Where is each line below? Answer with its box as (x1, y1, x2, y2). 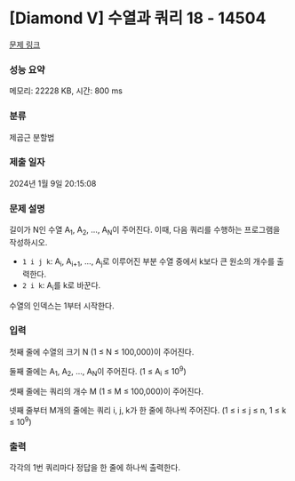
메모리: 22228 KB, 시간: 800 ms (9, 85, 123, 96)
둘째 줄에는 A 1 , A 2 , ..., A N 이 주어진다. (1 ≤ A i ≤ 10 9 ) (9, 364, 187, 379)
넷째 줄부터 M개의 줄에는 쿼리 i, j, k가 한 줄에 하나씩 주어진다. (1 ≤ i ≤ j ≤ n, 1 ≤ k (9, 405, 287, 416)
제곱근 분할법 (9, 132, 55, 142)
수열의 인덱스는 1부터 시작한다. (9, 300, 115, 311)
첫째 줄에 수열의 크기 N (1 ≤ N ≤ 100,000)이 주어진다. (9, 346, 195, 357)
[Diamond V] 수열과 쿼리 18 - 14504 (9, 8, 267, 28)
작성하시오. (9, 236, 48, 247)
